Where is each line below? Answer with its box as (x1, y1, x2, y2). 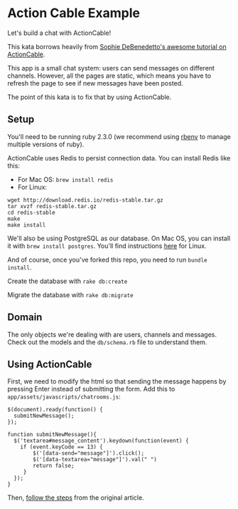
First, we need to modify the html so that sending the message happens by (7, 377, 227, 386)
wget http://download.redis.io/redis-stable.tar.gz (7, 196, 163, 204)
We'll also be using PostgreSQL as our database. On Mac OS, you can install (7, 234, 231, 242)
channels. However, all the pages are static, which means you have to (7, 71, 212, 80)
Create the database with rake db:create (7, 277, 128, 285)
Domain (7, 312, 43, 324)
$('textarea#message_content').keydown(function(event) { (13, 437, 190, 445)
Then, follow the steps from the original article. (7, 493, 144, 502)
